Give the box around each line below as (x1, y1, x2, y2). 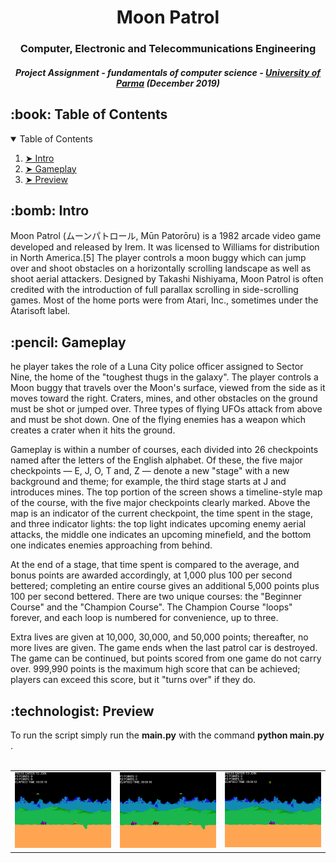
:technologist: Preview (10, 702, 155, 720)
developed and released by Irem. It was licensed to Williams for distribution (10, 241, 320, 253)
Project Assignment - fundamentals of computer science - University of (14, 66, 322, 78)
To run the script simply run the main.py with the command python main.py (10, 729, 325, 741)
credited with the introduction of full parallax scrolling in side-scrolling (10, 284, 299, 296)
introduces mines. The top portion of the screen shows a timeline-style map (10, 486, 323, 498)
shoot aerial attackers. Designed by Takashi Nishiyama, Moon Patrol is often (10, 273, 324, 285)
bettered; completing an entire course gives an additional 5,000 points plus (10, 580, 320, 592)
